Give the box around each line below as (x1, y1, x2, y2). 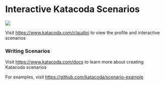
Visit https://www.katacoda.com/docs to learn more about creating (5, 59, 144, 65)
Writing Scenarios (5, 47, 50, 54)
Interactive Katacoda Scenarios (5, 4, 140, 15)
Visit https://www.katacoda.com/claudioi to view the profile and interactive (5, 29, 160, 36)
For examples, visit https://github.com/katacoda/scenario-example (5, 74, 143, 80)
